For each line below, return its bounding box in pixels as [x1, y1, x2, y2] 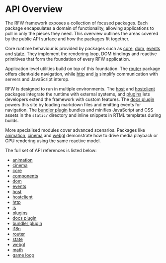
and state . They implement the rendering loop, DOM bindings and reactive [5, 51, 157, 57]
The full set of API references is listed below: [5, 147, 97, 153]
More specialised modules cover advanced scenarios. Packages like [5, 127, 145, 133]
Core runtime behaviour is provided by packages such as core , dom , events [5, 45, 161, 51]
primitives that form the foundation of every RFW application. [5, 56, 130, 62]
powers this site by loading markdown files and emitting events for [5, 101, 141, 107]
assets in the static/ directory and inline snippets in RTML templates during [5, 112, 162, 118]
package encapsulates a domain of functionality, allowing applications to [5, 25, 154, 31]
